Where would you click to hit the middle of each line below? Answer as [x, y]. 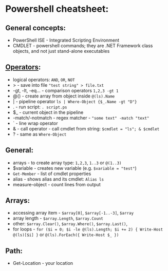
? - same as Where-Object [40, 134]
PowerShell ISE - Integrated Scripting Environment [66, 40]
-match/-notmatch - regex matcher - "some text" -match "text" [81, 118]
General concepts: [35, 28]
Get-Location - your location [43, 263]
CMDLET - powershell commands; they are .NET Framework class [83, 46]
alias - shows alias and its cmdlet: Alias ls [58, 179]
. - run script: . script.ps [40, 107]
